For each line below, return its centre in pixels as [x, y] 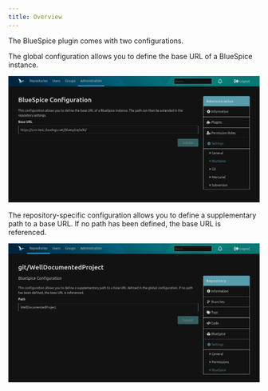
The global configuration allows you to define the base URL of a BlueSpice [130, 56]
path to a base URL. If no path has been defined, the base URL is [115, 224]
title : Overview [35, 17]
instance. [24, 65]
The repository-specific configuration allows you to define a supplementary [132, 215]
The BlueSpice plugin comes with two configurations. [96, 41]
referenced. [28, 233]
